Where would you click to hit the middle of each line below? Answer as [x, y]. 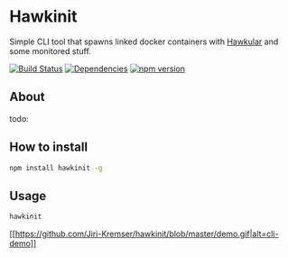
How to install [49, 147]
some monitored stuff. [51, 50]
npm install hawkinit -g [56, 168]
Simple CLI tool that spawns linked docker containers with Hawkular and [144, 41]
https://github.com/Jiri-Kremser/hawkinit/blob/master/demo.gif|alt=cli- [147, 234]
